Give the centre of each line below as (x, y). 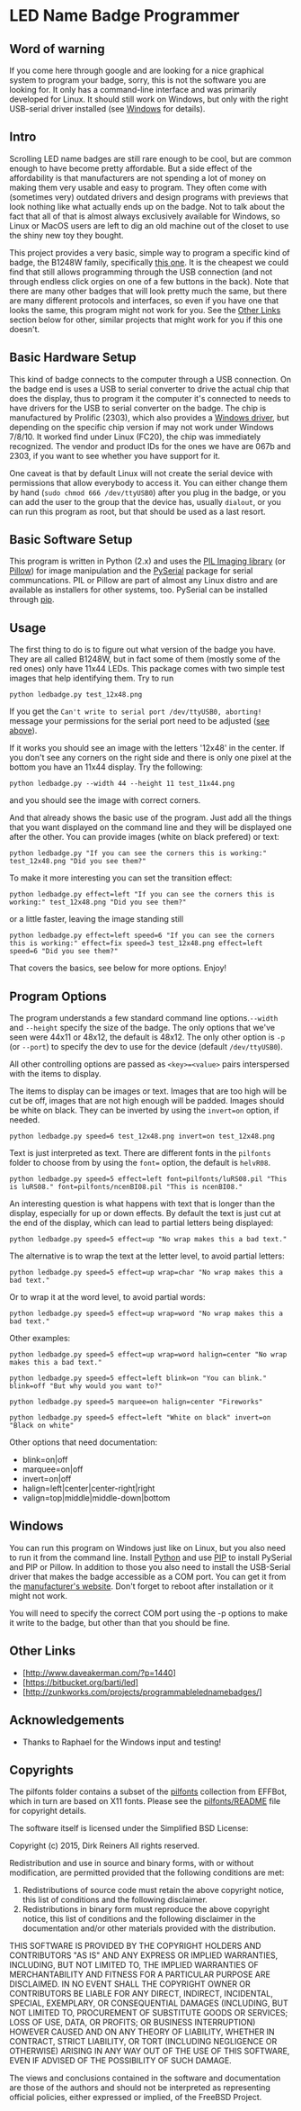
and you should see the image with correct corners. (105, 800)
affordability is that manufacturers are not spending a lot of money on (138, 177)
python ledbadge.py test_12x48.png (76, 695)
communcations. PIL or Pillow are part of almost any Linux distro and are (144, 581)
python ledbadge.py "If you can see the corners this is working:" (138, 853)
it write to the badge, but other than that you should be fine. (120, 1622)
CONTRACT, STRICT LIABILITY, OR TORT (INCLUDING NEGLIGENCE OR (143, 2042)
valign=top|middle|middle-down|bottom (96, 1498)
